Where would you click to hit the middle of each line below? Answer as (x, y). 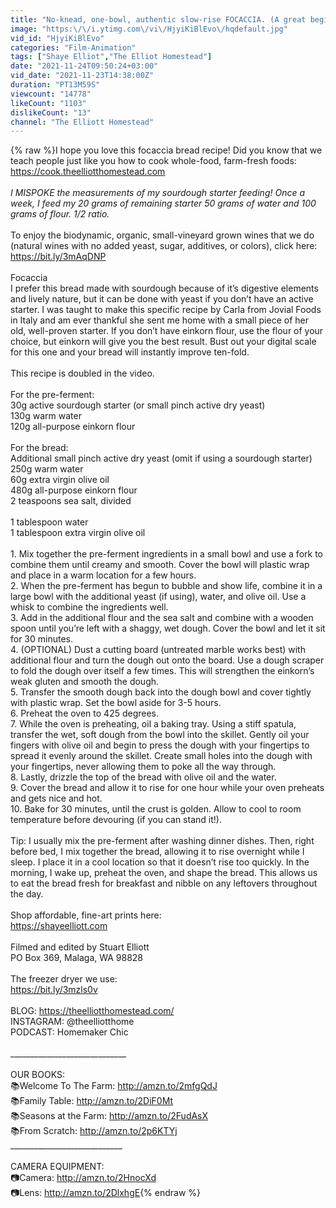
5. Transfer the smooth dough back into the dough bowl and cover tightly (161, 692)
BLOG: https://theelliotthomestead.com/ (92, 1011)
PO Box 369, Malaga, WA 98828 (77, 958)
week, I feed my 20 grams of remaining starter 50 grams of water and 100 (163, 203)
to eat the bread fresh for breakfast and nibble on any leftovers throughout (164, 883)
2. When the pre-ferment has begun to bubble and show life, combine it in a (166, 586)
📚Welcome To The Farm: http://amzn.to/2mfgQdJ (114, 1086)
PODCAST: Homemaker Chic (69, 1032)
